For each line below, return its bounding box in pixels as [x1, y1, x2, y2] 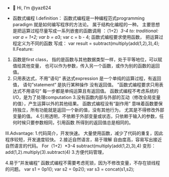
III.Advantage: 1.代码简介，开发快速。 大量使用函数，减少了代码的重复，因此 [5, 130, 163, 136]
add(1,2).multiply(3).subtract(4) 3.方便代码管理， [5, 149, 107, 155]
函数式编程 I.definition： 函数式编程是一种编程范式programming [12, 15, 145, 21]
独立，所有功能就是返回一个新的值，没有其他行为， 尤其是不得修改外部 [17, 107, 164, 113]
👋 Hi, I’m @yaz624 [12, 5, 51, 11]
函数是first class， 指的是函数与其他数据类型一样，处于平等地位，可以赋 [12, 56, 162, 63]
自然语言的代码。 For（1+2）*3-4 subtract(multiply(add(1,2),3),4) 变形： [5, 143, 156, 149]
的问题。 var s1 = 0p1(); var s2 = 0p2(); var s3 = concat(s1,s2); [5, 166, 135, 172]
